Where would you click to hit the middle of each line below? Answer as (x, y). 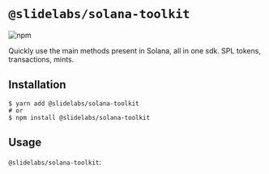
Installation (37, 85)
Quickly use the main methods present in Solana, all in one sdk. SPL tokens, (135, 50)
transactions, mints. (41, 59)
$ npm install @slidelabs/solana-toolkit (79, 117)
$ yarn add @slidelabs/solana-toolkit (74, 104)
